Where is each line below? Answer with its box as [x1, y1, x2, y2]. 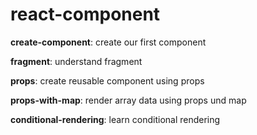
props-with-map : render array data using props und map [10, 94, 247, 106]
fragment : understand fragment [10, 55, 143, 67]
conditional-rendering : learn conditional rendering [10, 113, 221, 125]
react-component [10, 3, 161, 26]
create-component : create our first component [10, 36, 207, 48]
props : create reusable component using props [10, 74, 205, 87]
